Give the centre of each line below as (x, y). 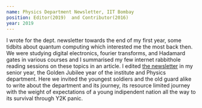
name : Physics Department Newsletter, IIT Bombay (70, 12)
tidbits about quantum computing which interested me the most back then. (99, 47)
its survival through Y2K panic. (45, 98)
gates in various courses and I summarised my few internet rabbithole (93, 60)
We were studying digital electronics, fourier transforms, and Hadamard (96, 53)
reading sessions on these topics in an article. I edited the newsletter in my (99, 66)
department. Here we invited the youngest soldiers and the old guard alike (99, 79)
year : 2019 (20, 23)
